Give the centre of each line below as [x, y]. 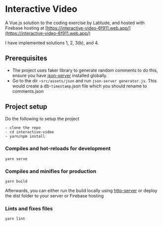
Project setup [26, 107]
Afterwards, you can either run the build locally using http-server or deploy [81, 190]
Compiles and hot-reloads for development [58, 149]
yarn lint [15, 219]
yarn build [16, 182]
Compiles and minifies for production [51, 171]
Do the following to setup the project [42, 118]
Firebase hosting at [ [26, 28]
